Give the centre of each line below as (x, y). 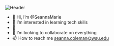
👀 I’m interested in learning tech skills (50, 22)
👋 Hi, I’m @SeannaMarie (37, 17)
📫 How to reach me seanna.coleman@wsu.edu (60, 38)
